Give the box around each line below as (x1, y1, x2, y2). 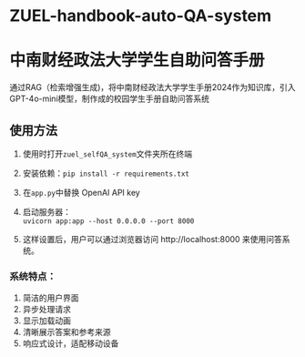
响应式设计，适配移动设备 (22, 338, 119, 349)
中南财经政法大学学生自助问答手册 (9, 50, 266, 71)
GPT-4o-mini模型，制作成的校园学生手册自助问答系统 (9, 93, 210, 105)
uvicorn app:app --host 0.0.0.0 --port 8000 (22, 216, 195, 226)
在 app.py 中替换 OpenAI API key (22, 187, 141, 198)
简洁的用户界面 (22, 292, 79, 303)
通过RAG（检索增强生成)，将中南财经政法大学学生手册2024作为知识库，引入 (9, 82, 296, 93)
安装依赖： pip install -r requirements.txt (22, 168, 189, 178)
